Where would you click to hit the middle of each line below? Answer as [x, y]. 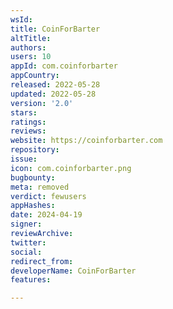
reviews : [28, 131]
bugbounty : [33, 177]
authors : [28, 47]
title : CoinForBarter [55, 29]
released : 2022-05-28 [55, 85]
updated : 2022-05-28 [53, 94]
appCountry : [35, 76]
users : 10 [31, 57]
